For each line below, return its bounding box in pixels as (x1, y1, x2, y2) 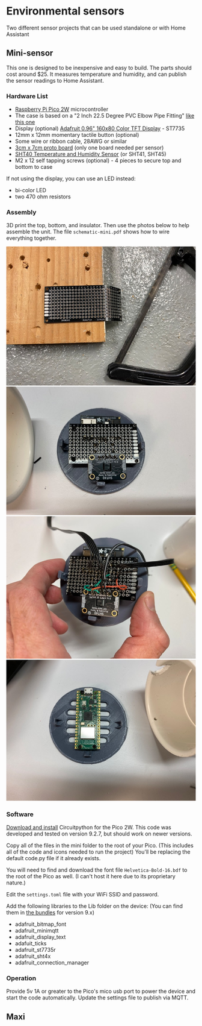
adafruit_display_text (14, 933, 66, 941)
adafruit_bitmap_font (14, 921, 67, 928)
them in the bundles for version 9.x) (6, 909, 95, 916)
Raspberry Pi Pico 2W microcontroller (14, 105, 109, 113)
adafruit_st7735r (14, 946, 56, 954)
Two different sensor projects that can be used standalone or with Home (6, 24, 186, 31)
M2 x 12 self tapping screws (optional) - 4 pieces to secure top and (14, 157, 182, 164)
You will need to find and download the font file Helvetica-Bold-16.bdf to (6, 866, 188, 873)
